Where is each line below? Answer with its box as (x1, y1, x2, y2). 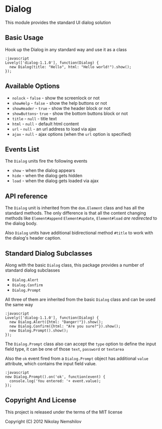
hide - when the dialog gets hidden (12, 173, 83, 179)
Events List (5, 145, 39, 153)
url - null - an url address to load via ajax (12, 126, 96, 132)
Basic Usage (5, 34, 44, 42)
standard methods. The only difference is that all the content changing (5, 210, 146, 216)
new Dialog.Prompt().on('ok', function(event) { (5, 374, 106, 379)
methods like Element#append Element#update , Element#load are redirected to (5, 215, 157, 221)
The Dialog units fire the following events (5, 158, 88, 164)
